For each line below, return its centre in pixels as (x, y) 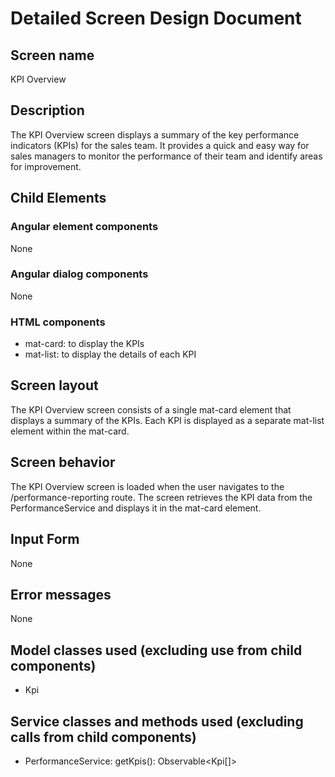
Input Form (45, 539)
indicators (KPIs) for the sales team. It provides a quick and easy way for (160, 145)
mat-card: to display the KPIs (84, 344)
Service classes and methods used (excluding (157, 721)
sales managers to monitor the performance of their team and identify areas (166, 156)
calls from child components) (103, 737)
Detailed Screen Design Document (156, 18)
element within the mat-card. (70, 431)
